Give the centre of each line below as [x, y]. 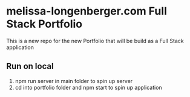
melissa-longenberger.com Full [87, 11]
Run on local [30, 66]
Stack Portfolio [44, 24]
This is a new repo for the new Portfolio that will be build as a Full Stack [95, 41]
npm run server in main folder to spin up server [74, 81]
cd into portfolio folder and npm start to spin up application [88, 87]
